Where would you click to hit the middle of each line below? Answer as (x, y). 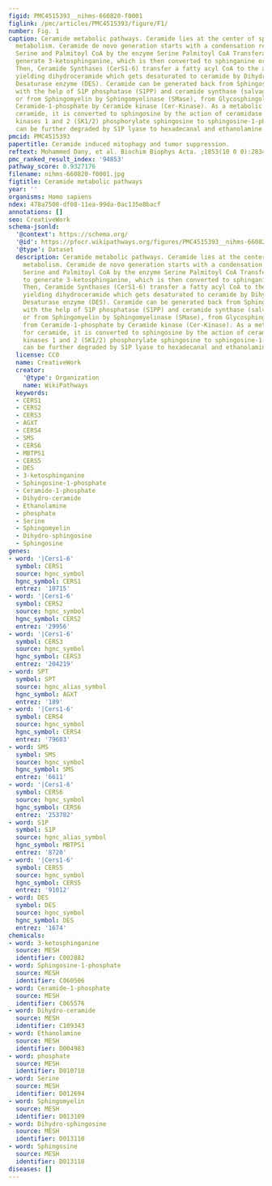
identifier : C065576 (50, 1003)
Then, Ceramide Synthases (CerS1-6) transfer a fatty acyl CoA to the (137, 69)
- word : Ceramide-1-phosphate (59, 988)
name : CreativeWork (49, 363)
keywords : (32, 393)
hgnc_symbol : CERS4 (49, 732)
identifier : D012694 (50, 1094)
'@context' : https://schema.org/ (72, 235)
